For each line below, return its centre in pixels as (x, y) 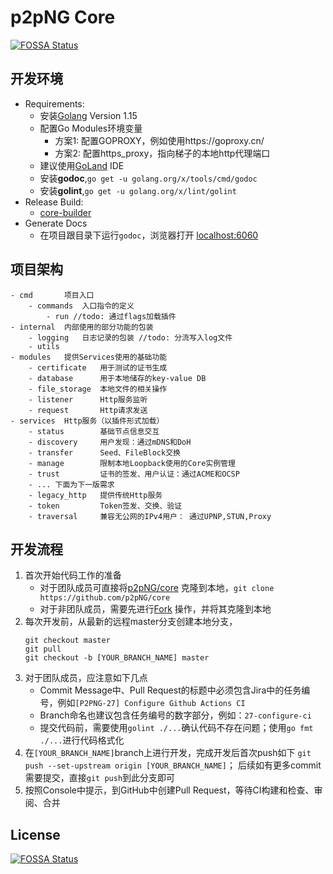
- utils (44, 346)
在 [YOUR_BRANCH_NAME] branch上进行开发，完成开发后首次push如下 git (168, 753)
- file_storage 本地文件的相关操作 (98, 389)
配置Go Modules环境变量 (91, 128)
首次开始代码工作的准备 (73, 575)
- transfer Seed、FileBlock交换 (104, 452)
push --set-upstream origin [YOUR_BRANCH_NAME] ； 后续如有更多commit (173, 765)
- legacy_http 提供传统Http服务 (95, 495)
